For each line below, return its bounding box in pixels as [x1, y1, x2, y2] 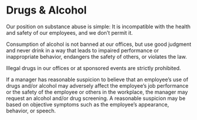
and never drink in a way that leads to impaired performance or [6, 46, 159, 54]
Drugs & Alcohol [6, 4, 87, 17]
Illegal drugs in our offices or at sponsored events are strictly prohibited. [6, 64, 181, 71]
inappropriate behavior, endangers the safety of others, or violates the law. [6, 53, 187, 60]
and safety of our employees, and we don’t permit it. [6, 29, 133, 36]
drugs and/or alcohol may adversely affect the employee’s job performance [6, 82, 189, 89]
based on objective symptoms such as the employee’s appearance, [6, 101, 169, 108]
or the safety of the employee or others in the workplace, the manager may [6, 88, 188, 95]
